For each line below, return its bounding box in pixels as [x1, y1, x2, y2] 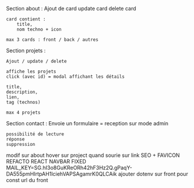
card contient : [6, 16, 46, 22]
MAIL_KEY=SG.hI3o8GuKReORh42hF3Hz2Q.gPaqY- [6, 164, 132, 171]
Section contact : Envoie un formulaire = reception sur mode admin [6, 120, 169, 127]
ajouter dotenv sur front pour [118, 170, 188, 177]
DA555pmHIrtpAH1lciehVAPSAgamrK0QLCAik [6, 170, 118, 177]
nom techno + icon [16, 26, 62, 32]
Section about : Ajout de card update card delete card [6, 5, 136, 12]
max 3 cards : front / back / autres [6, 37, 99, 43]
